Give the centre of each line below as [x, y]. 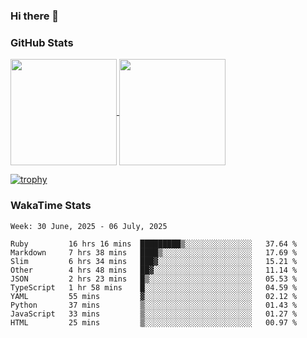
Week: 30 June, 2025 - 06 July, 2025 [89, 226]
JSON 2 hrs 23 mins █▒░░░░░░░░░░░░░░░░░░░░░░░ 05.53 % [154, 279]
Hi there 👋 [35, 16]
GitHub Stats [42, 42]
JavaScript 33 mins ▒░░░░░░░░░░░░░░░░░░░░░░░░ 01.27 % [154, 314]
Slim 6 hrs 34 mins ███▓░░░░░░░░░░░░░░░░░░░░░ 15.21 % [154, 261]
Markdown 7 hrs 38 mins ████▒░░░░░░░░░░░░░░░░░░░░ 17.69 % [154, 252]
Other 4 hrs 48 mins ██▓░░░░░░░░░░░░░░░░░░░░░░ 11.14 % [154, 270]
